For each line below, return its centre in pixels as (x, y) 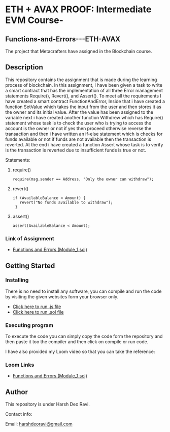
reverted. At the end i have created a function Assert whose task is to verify (84, 144)
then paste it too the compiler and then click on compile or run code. (77, 342)
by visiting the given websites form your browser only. (62, 296)
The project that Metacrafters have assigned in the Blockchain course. (79, 51)
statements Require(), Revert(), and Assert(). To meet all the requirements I (83, 96)
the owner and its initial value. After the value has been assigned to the (79, 112)
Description (24, 67)
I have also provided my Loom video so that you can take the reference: (80, 352)
